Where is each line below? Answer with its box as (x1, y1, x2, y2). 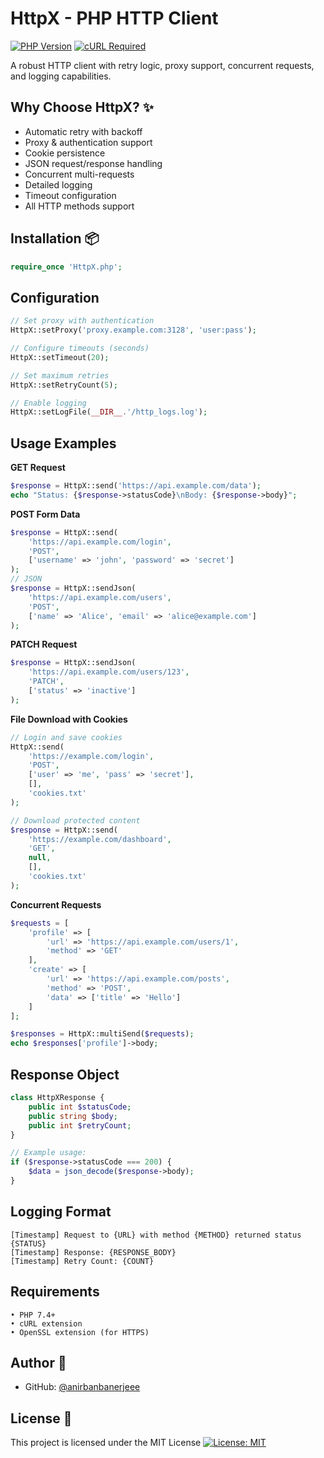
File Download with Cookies (10, 713, 128, 725)
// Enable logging (10, 398, 87, 408)
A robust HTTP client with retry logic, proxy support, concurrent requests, (10, 59, 315, 71)
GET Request (10, 462, 66, 474)
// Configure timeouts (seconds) (10, 343, 150, 353)
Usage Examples (10, 435, 117, 452)
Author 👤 (10, 1354, 67, 1371)
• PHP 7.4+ (10, 1310, 56, 1320)
